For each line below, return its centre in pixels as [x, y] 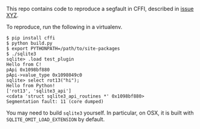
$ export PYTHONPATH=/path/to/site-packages [63, 48]
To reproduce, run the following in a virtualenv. [64, 27]
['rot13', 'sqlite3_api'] [39, 91]
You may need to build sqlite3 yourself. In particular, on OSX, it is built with [100, 113]
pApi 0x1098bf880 [28, 70]
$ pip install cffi [31, 38]
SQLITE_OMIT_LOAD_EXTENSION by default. [56, 119]
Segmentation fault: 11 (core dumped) [55, 102]
